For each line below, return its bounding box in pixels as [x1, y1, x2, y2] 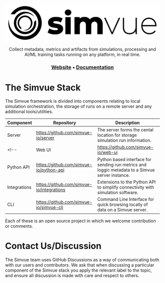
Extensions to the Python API [97, 179, 156, 185]
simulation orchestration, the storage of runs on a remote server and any [5, 103, 152, 110]
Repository [53, 120, 76, 125]
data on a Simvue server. [97, 207, 148, 213]
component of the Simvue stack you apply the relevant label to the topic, [5, 267, 152, 273]
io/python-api [36, 167, 65, 173]
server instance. [97, 172, 130, 178]
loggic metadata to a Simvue [97, 167, 155, 173]
